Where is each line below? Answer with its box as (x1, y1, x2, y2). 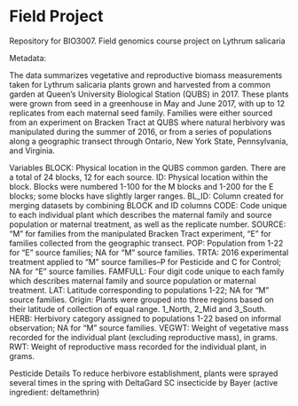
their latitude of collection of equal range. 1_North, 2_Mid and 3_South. (9, 303, 267, 314)
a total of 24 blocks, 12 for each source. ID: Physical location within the (9, 171, 269, 183)
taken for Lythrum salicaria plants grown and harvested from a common (9, 79, 271, 90)
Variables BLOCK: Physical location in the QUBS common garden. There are (9, 162, 286, 173)
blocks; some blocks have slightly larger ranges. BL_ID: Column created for (9, 191, 284, 201)
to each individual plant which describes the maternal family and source (9, 209, 272, 220)
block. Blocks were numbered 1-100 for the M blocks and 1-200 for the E (9, 181, 274, 191)
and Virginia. (9, 144, 56, 156)
